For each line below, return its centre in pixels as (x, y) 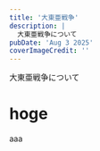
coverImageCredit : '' (50, 51)
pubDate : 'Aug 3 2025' (51, 42)
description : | (37, 26)
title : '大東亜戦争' (44, 17)
